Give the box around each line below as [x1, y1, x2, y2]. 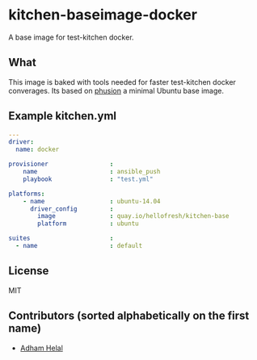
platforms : [8, 190, 45, 198]
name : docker [15, 145, 60, 154]
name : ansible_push [23, 168, 161, 176]
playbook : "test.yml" [23, 175, 154, 183]
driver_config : [29, 204, 114, 213]
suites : [8, 234, 114, 243]
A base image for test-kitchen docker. [8, 32, 135, 42]
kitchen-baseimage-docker [8, 6, 198, 24]
